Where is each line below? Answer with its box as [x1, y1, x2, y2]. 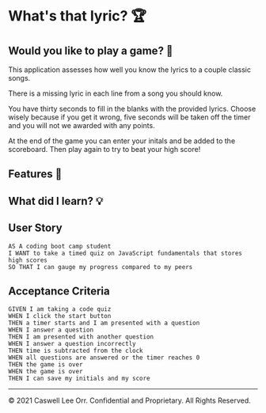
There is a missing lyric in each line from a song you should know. [8, 89, 223, 98]
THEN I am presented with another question [8, 333, 154, 341]
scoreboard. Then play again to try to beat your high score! [8, 145, 201, 153]
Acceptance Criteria [8, 284, 110, 297]
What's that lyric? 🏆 [8, 7, 147, 25]
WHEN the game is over [8, 368, 83, 376]
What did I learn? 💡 [8, 194, 104, 207]
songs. [8, 74, 31, 82]
